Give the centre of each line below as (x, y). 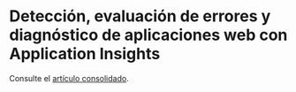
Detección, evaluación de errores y (140, 16)
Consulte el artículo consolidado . (69, 78)
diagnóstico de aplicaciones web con (148, 35)
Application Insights (85, 54)
